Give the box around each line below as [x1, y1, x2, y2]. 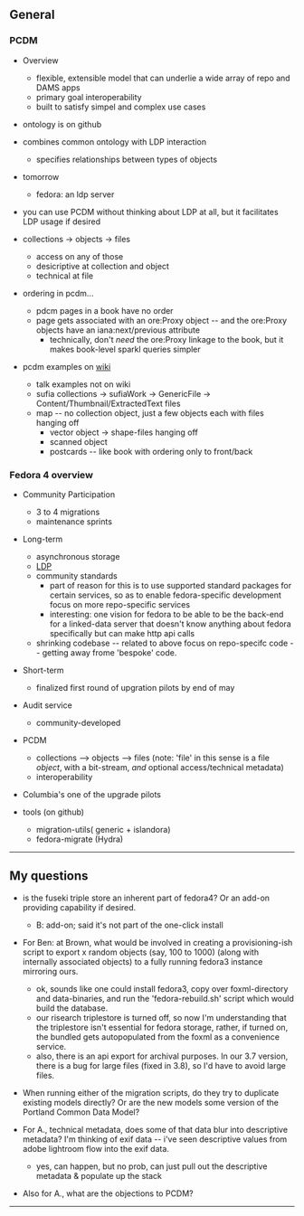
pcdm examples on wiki [22, 361, 111, 372]
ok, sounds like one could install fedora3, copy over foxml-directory [35, 983, 289, 994]
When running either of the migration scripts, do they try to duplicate [22, 1087, 280, 1098]
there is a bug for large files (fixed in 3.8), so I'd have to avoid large [35, 1060, 287, 1070]
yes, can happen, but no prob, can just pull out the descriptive [35, 1161, 268, 1172]
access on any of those [35, 250, 124, 261]
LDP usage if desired [22, 216, 101, 227]
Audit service [22, 700, 72, 711]
